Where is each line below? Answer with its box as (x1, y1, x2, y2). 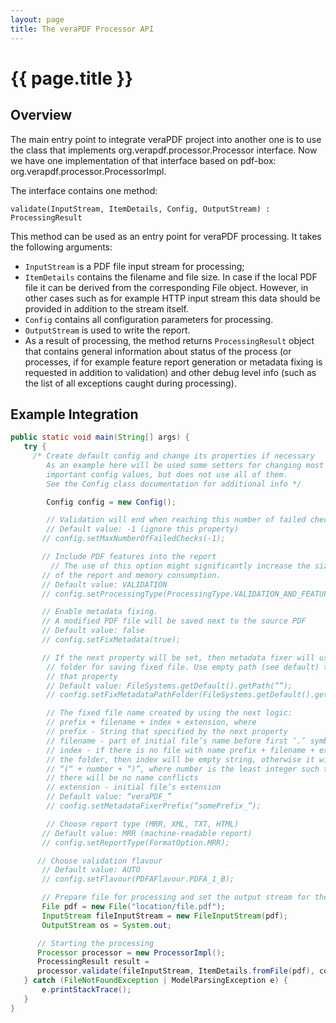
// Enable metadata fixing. (41, 607, 159, 617)
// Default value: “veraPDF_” (46, 792, 172, 802)
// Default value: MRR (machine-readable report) (41, 828, 253, 838)
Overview (10, 107, 73, 124)
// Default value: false (41, 626, 145, 636)
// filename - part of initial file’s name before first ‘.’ (46, 736, 307, 746)
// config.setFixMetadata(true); (41, 635, 182, 645)
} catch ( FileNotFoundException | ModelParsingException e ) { (23, 976, 288, 986)
